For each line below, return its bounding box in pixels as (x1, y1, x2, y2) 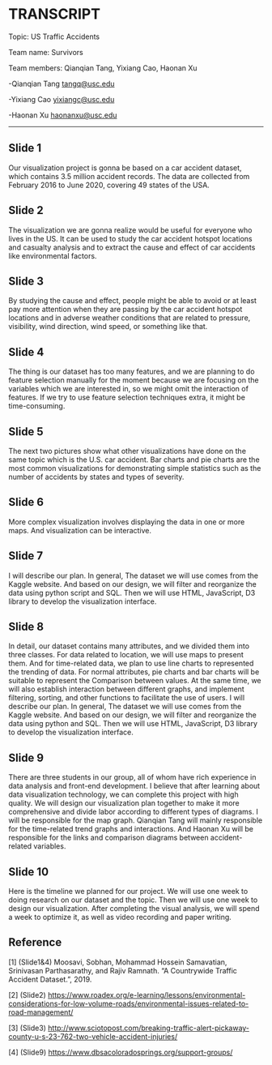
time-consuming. (8, 401, 66, 411)
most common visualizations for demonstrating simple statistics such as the (8, 464, 261, 473)
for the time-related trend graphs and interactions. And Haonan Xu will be (8, 824, 253, 834)
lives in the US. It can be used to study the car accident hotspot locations (8, 233, 253, 243)
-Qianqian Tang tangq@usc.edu (8, 79, 115, 88)
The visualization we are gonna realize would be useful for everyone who (8, 225, 253, 235)
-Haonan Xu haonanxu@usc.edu (8, 110, 117, 120)
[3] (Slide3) (8, 1023, 47, 1033)
